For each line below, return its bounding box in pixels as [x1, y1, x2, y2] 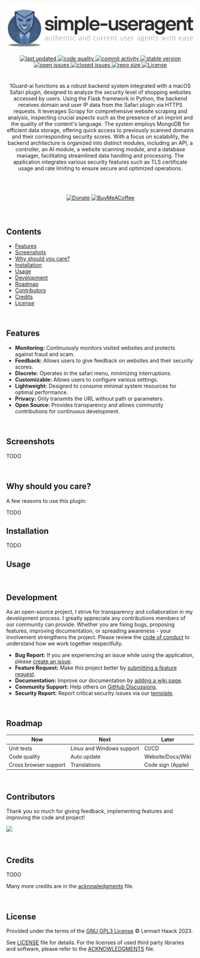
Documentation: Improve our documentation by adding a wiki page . [14, 677, 183, 684]
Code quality [8, 753, 41, 760]
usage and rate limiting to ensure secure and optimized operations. [17, 165, 183, 172]
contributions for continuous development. [14, 407, 121, 414]
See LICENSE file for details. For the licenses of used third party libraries [6, 939, 184, 946]
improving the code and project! [6, 814, 85, 821]
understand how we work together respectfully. [6, 640, 124, 647]
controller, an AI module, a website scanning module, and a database [15, 146, 186, 153]
